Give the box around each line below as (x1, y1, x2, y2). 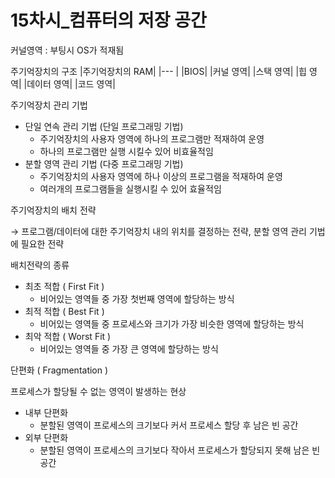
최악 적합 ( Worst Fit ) (24, 330, 112, 342)
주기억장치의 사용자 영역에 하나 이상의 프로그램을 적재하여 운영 (39, 170, 283, 182)
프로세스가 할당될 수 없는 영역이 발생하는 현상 (10, 385, 187, 397)
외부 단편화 (24, 431, 69, 443)
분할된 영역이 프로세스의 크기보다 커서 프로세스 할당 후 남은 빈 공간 (39, 419, 299, 431)
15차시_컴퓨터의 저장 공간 (10, 9, 207, 32)
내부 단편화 (24, 406, 69, 418)
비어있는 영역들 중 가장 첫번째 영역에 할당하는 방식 (39, 292, 235, 305)
